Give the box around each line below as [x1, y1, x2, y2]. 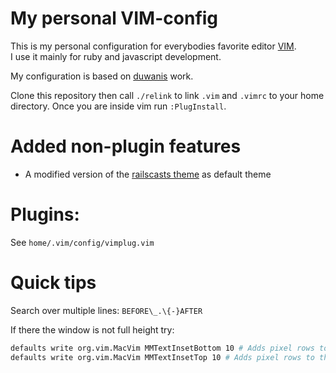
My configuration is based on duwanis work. [10, 70, 194, 82]
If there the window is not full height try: [10, 323, 175, 336]
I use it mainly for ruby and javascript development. [10, 50, 222, 62]
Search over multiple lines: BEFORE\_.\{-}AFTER [10, 304, 203, 316]
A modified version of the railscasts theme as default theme [24, 168, 272, 180]
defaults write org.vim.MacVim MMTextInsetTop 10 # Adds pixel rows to [10, 352, 315, 362]
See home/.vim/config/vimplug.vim [10, 236, 155, 248]
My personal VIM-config [10, 7, 219, 30]
